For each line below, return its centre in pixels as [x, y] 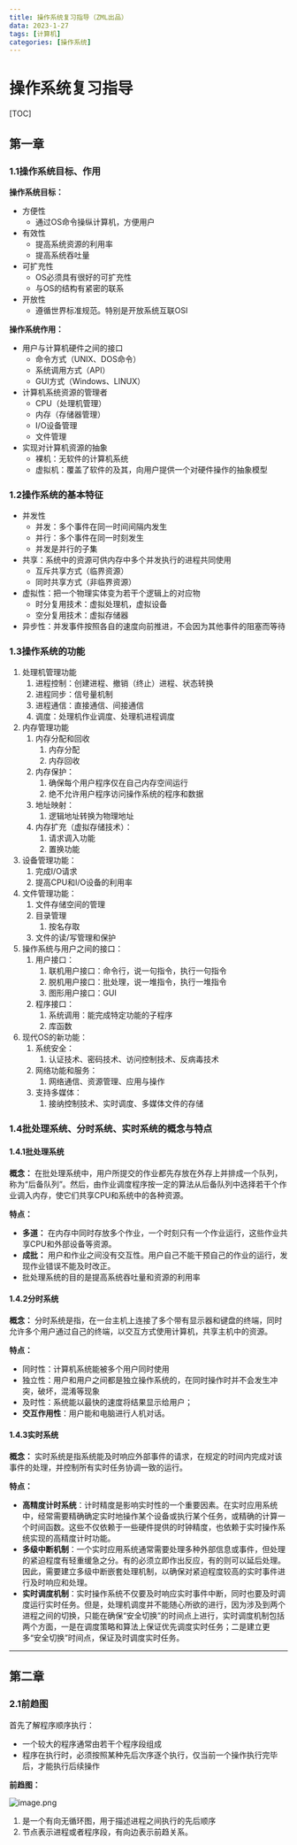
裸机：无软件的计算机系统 [82, 458]
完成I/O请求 [56, 872]
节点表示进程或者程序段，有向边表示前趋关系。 [107, 1832]
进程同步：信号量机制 [74, 695]
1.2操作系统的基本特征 [57, 495]
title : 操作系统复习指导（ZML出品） [69, 17]
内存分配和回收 [62, 739]
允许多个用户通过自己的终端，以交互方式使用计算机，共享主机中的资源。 [141, 1331]
